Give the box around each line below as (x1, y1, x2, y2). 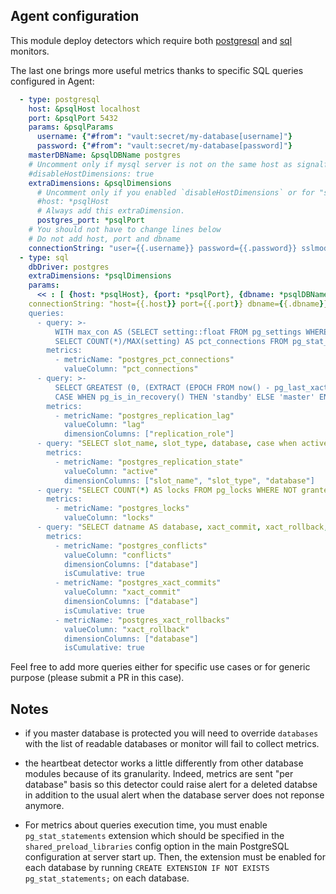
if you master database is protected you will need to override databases (24, 727, 319, 739)
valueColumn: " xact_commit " (63, 587, 182, 598)
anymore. (24, 800, 65, 812)
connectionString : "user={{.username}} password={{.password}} (28, 243, 298, 253)
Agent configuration (10, 8, 140, 25)
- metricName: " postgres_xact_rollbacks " (54, 615, 230, 625)
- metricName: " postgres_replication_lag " (54, 410, 235, 421)
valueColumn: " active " (63, 466, 159, 476)
